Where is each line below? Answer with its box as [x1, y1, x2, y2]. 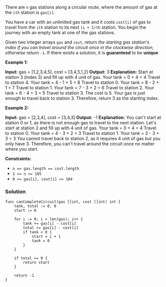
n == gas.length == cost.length [12, 166, 79, 171]
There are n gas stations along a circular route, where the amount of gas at [5, 4, 158, 10]
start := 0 [14, 208, 37, 213]
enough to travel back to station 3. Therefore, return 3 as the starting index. [5, 95, 160, 101]
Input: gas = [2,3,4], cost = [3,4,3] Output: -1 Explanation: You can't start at [5, 115, 162, 120]
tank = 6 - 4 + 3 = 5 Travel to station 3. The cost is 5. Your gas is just [5, 90, 145, 96]
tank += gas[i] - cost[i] [23, 221, 77, 226]
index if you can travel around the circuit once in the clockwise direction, [5, 45, 154, 50]
